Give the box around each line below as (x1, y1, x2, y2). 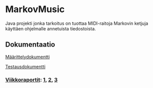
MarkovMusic (5, 4, 65, 15)
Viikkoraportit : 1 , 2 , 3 (5, 76, 58, 83)
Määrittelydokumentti (5, 54, 50, 60)
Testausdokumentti (5, 63, 46, 69)
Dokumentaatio (5, 40, 55, 49)
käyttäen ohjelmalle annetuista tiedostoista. (5, 25, 96, 31)
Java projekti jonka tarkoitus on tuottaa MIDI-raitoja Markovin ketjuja (5, 20, 148, 26)
